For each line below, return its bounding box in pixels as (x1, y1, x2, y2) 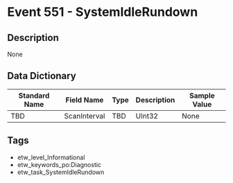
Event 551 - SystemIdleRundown (7, 4, 198, 20)
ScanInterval (64, 111, 105, 121)
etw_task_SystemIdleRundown (17, 168, 105, 176)
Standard (18, 91, 50, 101)
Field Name (65, 95, 104, 105)
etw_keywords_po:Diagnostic (17, 160, 102, 168)
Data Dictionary (7, 70, 76, 82)
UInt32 (135, 111, 158, 121)
